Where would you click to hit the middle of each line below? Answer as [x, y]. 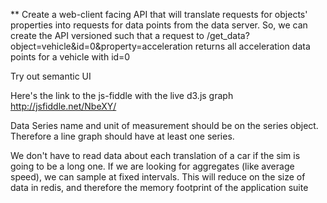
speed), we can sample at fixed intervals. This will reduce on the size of [158, 177]
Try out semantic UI [51, 76]
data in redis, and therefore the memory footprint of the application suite [159, 187]
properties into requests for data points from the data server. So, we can [159, 25]
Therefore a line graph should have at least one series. [122, 136]
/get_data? [228, 35]
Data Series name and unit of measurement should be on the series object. [164, 125]
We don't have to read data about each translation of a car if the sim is [155, 155]
